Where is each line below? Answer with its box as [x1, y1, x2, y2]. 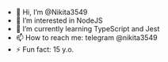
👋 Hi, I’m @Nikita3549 [15, 8, 88, 16]
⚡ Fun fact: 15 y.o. [15, 45, 74, 54]
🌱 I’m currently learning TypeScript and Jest [15, 24, 160, 33]
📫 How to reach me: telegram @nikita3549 [15, 33, 158, 42]
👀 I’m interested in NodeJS [15, 16, 103, 25]
